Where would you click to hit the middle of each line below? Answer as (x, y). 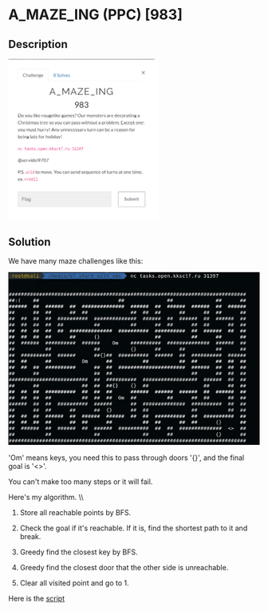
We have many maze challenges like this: (76, 261)
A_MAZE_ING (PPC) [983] (96, 15)
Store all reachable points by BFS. (75, 512)
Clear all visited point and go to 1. (74, 583)
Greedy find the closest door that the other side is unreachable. (124, 567)
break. (30, 536)
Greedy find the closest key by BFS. (79, 552)
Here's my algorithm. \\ (46, 497)
